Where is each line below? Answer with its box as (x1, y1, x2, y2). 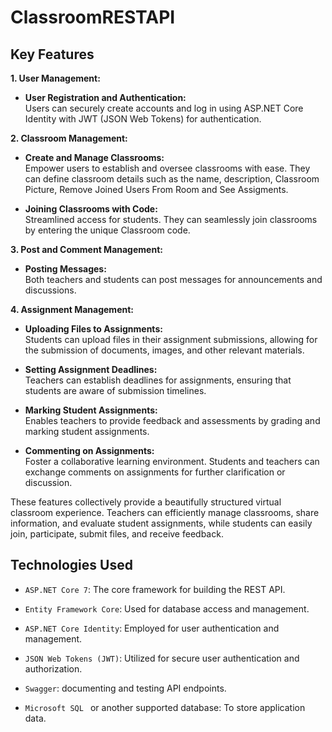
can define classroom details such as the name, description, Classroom (24, 173, 320, 185)
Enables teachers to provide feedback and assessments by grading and (24, 415, 321, 426)
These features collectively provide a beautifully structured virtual (10, 496, 282, 508)
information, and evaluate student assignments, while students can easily (10, 517, 313, 529)
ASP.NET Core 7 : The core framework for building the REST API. (24, 583, 286, 595)
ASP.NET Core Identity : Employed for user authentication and (24, 622, 280, 634)
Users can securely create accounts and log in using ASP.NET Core (24, 102, 304, 114)
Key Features (10, 46, 95, 63)
